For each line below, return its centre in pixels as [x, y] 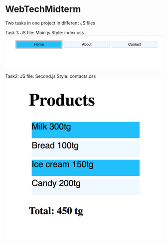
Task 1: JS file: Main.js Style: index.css [45, 32]
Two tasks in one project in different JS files [50, 23]
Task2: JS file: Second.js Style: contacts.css [51, 76]
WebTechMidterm [43, 9]
